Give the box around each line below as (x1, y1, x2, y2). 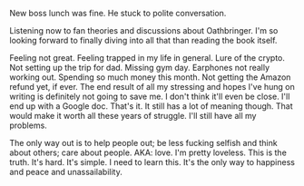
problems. (9, 120, 47, 131)
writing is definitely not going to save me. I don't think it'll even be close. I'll (9, 91, 290, 102)
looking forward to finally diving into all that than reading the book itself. (9, 35, 278, 45)
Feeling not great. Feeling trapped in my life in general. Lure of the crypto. (9, 53, 286, 63)
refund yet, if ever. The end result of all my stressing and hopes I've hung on (9, 82, 295, 92)
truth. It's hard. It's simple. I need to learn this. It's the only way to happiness (9, 157, 295, 167)
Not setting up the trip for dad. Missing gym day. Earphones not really (9, 63, 270, 73)
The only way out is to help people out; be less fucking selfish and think (9, 138, 279, 148)
